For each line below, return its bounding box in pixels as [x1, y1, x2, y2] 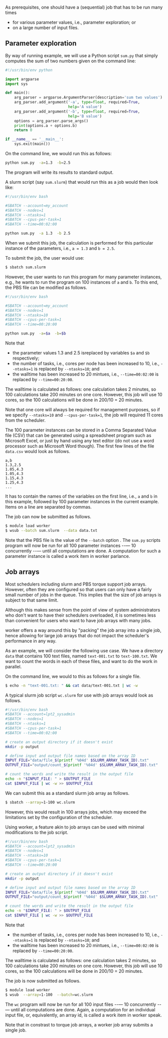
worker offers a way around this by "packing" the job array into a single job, [5, 627, 161, 633]
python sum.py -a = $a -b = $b [5, 331, 66, 336]
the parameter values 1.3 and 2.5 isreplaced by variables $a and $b [12, 350, 150, 356]
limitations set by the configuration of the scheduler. [5, 814, 113, 820]
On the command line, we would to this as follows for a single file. [5, 673, 141, 679]
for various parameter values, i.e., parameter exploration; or [12, 20, 136, 25]
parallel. [5, 663, 22, 669]
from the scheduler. [5, 417, 46, 423]
